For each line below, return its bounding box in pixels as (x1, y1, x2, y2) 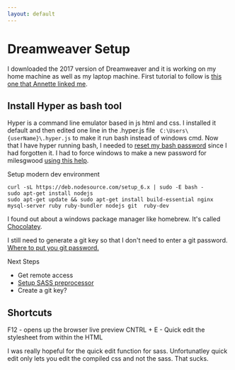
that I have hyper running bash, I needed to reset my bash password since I (7, 141, 227, 150)
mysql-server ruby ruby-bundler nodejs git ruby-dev (7, 203, 170, 210)
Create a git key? (17, 286, 67, 295)
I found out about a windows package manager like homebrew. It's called (7, 215, 221, 223)
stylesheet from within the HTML (7, 333, 103, 342)
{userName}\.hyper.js (7, 135, 71, 142)
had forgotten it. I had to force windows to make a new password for (7, 149, 207, 157)
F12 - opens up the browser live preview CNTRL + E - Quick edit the (7, 325, 205, 334)
